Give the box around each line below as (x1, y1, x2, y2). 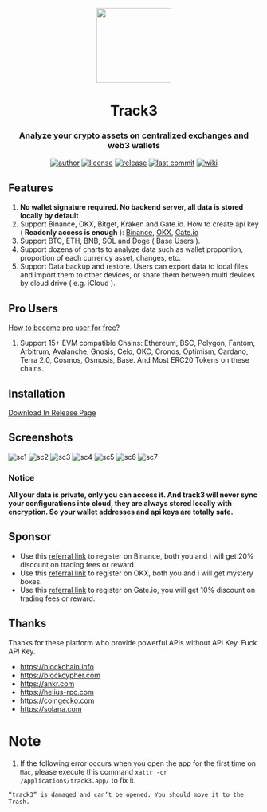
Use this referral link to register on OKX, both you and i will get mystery (19, 568, 253, 578)
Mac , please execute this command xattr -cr (19, 767, 167, 776)
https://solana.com (19, 704, 82, 713)
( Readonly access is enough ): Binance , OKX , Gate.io (19, 228, 199, 237)
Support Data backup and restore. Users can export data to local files (19, 261, 249, 271)
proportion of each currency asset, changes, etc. (19, 253, 181, 263)
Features (8, 181, 53, 194)
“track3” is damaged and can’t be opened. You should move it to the (8, 790, 245, 798)
